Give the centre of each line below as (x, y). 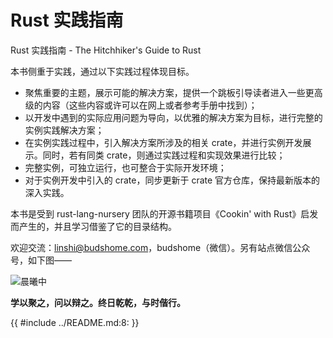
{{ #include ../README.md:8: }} (75, 322)
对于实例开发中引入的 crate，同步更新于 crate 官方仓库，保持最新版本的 (172, 180)
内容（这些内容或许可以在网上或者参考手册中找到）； (150, 105)
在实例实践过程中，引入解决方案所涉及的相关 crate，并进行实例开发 (163, 142)
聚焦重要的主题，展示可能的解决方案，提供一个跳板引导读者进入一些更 (169, 92)
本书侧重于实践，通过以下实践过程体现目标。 (102, 71)
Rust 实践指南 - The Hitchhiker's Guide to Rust (106, 50)
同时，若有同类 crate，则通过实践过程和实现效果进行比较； (164, 155)
